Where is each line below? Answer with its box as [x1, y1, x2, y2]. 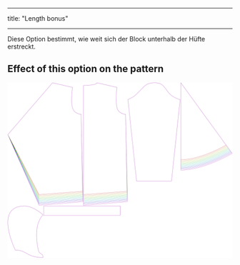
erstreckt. [7, 42, 36, 51]
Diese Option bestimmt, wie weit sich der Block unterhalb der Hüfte [7, 35, 206, 43]
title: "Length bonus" [7, 14, 69, 22]
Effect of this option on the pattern [7, 63, 164, 75]
